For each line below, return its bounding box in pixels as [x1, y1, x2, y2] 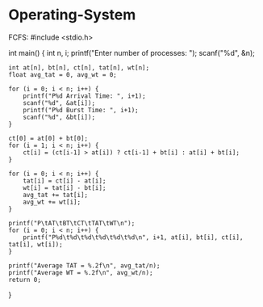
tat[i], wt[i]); [8, 240, 63, 248]
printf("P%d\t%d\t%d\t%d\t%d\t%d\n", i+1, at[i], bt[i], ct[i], [23, 233, 244, 242]
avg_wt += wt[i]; [23, 198, 81, 206]
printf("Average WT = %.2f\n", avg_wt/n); [8, 268, 153, 276]
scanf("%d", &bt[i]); [23, 113, 95, 121]
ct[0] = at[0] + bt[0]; [8, 134, 89, 142]
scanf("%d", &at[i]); [23, 99, 95, 107]
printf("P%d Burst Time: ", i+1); [23, 106, 139, 114]
